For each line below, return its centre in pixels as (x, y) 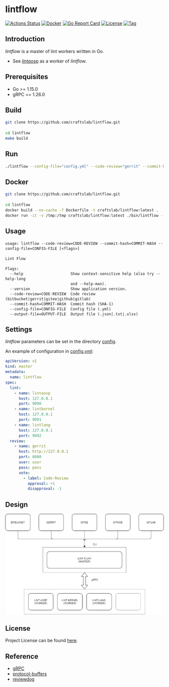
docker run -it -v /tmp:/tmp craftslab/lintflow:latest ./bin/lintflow (82, 215)
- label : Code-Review (46, 478)
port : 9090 (30, 404)
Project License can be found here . (41, 641)
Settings (19, 329)
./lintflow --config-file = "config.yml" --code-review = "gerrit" (73, 166)
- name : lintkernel (35, 409)
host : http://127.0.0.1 (44, 452)
